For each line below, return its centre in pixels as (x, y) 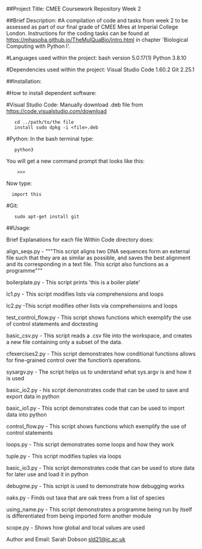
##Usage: (19, 228)
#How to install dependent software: (51, 93)
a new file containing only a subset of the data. (64, 342)
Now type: (19, 183)
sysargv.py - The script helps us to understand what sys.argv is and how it (99, 372)
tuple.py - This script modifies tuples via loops (64, 456)
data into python (27, 414)
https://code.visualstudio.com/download (56, 111)
